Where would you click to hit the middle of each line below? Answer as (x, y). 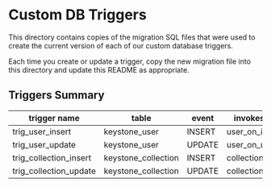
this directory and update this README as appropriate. (99, 69)
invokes (249, 118)
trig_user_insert (42, 131)
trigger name (54, 118)
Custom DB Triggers (77, 15)
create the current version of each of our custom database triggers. (121, 45)
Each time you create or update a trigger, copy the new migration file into (130, 61)
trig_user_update (44, 144)
